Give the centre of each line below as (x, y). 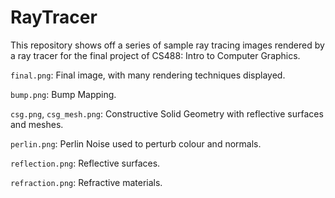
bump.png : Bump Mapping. (63, 94)
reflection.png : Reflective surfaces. (85, 163)
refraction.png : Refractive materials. (86, 182)
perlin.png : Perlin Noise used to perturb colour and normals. (136, 143)
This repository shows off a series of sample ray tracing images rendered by (167, 45)
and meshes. (37, 124)
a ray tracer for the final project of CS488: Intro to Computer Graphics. (155, 55)
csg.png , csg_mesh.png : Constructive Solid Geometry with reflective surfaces (167, 113)
